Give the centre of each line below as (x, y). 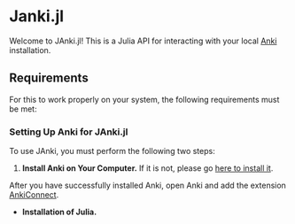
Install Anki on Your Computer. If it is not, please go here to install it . (147, 168)
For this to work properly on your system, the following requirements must (144, 99)
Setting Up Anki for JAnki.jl (69, 132)
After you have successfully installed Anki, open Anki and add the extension (147, 185)
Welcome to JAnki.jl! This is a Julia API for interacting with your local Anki (143, 41)
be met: (23, 109)
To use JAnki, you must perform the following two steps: (112, 151)
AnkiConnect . (34, 195)
